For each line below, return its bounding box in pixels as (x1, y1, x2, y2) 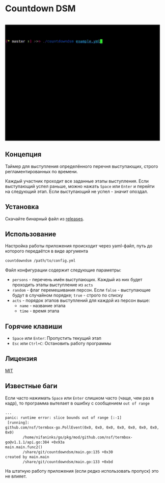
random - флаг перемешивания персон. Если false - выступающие (12, 287, 151, 293)
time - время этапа (19, 308, 60, 314)
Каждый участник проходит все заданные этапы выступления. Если (5, 178, 149, 184)
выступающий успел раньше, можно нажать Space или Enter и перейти (5, 183, 155, 189)
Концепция (5, 150, 42, 159)
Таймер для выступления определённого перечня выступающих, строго (5, 163, 158, 169)
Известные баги (5, 382, 57, 390)
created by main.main (5, 455, 50, 459)
